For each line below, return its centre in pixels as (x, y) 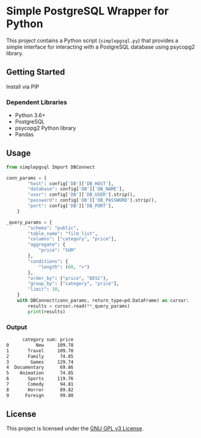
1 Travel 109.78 (40, 351)
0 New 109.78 (40, 345)
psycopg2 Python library (45, 128)
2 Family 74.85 (40, 356)
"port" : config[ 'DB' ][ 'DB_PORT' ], (71, 206)
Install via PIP (23, 87)
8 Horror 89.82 (40, 390)
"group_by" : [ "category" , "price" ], (73, 284)
